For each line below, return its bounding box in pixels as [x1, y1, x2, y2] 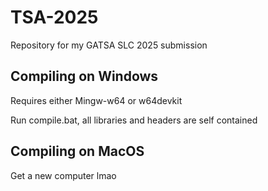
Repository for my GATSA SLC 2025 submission [10, 39, 208, 51]
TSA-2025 [10, 6, 99, 29]
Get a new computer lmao [10, 169, 117, 181]
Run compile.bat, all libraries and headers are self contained [10, 114, 258, 126]
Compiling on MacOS [10, 143, 145, 160]
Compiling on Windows [10, 68, 159, 85]
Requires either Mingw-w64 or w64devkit [10, 94, 183, 106]
